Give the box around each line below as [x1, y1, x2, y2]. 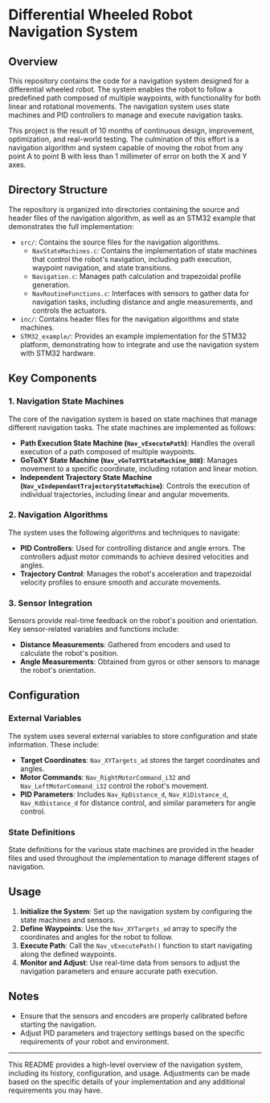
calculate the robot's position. [19, 649, 119, 658]
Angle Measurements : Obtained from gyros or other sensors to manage [19, 657, 260, 666]
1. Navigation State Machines [8, 396, 125, 407]
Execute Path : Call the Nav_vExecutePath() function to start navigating [19, 941, 252, 950]
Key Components [8, 371, 97, 385]
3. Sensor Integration [8, 597, 92, 609]
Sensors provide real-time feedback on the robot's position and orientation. [8, 616, 259, 625]
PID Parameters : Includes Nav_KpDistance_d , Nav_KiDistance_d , [19, 789, 229, 799]
